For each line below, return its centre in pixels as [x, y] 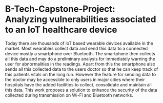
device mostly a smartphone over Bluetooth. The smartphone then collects [80, 53]
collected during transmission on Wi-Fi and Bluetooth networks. [69, 95]
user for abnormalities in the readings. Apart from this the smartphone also [80, 64]
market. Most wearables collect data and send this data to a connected [76, 48]
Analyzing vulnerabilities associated [81, 19]
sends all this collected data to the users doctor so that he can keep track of [82, 69]
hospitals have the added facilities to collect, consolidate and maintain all [79, 84]
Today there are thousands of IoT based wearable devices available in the [79, 43]
